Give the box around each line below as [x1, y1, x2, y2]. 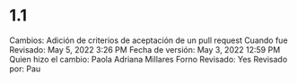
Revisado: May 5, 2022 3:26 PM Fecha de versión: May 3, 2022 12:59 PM [9, 44, 281, 54]
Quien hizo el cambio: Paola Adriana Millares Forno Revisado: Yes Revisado [9, 54, 288, 64]
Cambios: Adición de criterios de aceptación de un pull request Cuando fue [9, 35, 289, 46]
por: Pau [9, 63, 41, 74]
